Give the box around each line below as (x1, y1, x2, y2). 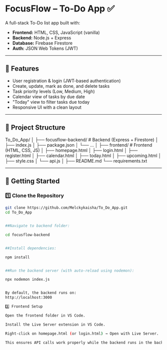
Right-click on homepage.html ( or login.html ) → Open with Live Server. (5, 331, 159, 336)
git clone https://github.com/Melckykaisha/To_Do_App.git (5, 205, 128, 210)
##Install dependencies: (5, 245, 57, 251)
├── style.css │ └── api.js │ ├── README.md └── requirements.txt (5, 158, 148, 164)
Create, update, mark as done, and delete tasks (12, 83, 110, 89)
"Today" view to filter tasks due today (12, 99, 90, 105)
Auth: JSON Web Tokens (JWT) (12, 45, 78, 51)
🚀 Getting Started (5, 176, 60, 185)
